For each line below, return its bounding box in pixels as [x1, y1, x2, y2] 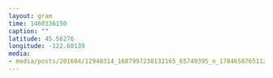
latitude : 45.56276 [8, 34, 75, 43]
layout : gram [8, 11, 53, 20]
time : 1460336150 [8, 19, 67, 28]
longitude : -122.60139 [8, 42, 85, 50]
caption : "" [8, 27, 49, 35]
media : [8, 50, 31, 58]
